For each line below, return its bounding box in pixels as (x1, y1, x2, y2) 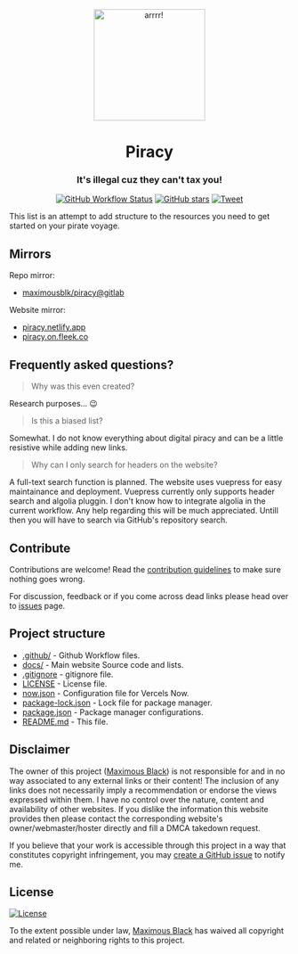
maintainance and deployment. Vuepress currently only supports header (9, 486, 276, 498)
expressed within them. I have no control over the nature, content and (9, 794, 265, 805)
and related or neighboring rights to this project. (9, 935, 185, 946)
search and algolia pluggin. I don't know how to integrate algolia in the (9, 496, 266, 506)
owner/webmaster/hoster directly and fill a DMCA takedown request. (9, 822, 261, 833)
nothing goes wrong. (9, 573, 85, 584)
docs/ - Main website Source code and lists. (21, 659, 184, 670)
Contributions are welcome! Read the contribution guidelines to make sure (9, 563, 282, 574)
